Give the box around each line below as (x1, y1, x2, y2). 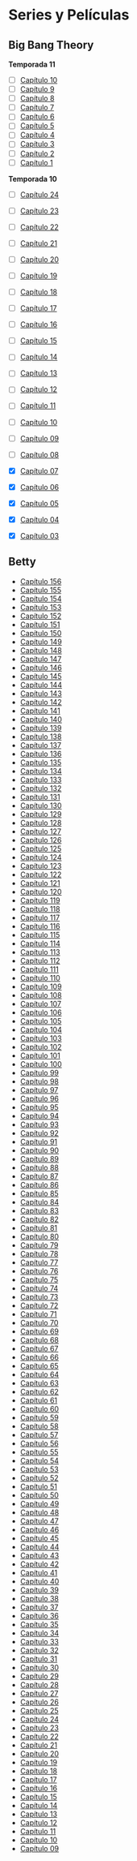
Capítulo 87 (19, 1171, 59, 1181)
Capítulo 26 (19, 1697, 59, 1707)
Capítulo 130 (19, 801, 62, 810)
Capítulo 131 (19, 792, 60, 802)
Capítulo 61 (19, 1395, 58, 1405)
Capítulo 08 (19, 449, 59, 459)
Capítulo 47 (19, 1515, 59, 1526)
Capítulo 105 (19, 1016, 62, 1025)
